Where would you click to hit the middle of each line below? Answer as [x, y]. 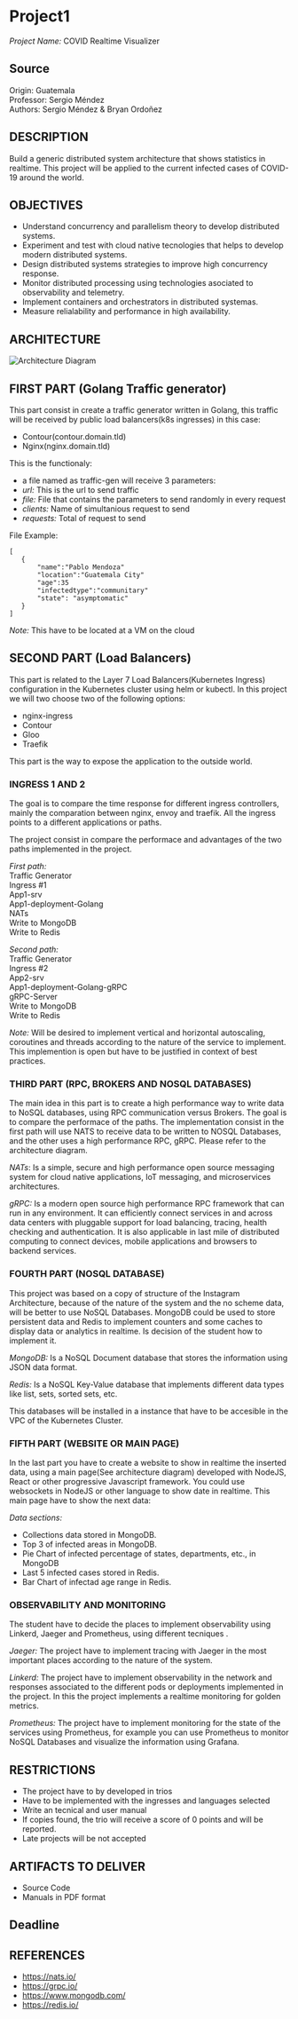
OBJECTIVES [46, 205]
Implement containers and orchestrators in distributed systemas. [140, 302]
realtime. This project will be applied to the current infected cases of [134, 168]
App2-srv [27, 978]
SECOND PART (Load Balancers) [101, 658]
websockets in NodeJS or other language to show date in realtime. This [140, 1491]
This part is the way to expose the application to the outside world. [131, 761]
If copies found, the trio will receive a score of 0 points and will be [142, 1820]
